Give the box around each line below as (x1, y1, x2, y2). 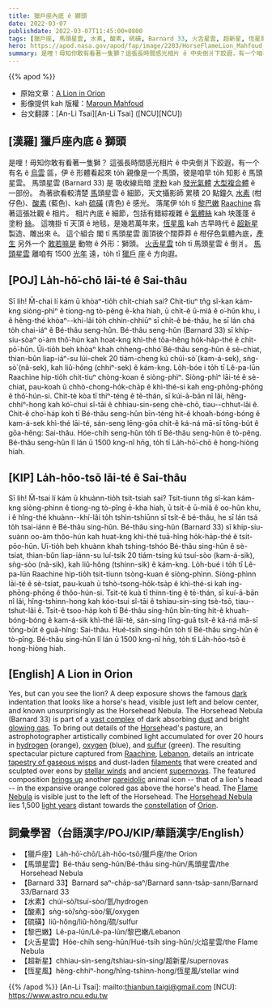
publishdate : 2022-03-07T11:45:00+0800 (8, 27, 143, 35)
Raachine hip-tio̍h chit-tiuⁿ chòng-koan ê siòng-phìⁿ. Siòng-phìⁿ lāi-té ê (8, 372, 247, 381)
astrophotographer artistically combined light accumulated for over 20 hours (8, 732, 264, 742)
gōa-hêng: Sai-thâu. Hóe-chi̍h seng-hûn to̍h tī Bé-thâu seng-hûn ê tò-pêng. (8, 427, 261, 437)
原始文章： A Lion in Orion (19, 88, 106, 98)
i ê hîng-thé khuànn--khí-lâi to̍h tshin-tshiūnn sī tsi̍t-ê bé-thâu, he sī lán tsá (8, 513, 258, 522)
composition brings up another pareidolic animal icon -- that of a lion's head (8, 775, 263, 785)
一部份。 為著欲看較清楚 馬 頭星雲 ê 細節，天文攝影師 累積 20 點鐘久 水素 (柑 (8, 188, 262, 198)
